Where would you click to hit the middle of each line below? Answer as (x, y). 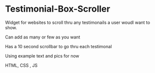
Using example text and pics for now (42, 56)
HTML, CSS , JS (21, 65)
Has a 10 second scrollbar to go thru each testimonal (59, 46)
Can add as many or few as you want (43, 37)
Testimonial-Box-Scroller (58, 9)
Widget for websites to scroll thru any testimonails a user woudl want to (77, 22)
